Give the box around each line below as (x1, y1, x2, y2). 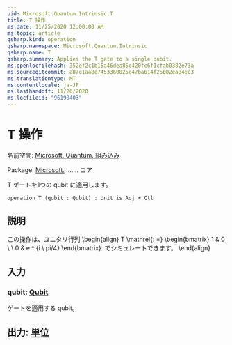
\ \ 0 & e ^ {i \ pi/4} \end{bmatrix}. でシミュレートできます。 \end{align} (7, 243, 210, 252)
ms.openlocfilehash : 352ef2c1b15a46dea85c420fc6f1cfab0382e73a (7, 62, 194, 69)
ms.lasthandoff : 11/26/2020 (7, 88, 89, 95)
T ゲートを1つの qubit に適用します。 (7, 181, 113, 189)
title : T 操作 (7, 17, 47, 24)
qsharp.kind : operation (7, 36, 76, 43)
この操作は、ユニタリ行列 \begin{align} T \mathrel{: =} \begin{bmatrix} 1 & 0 (7, 235, 226, 243)
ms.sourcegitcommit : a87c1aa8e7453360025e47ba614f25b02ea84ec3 (7, 68, 194, 75)
